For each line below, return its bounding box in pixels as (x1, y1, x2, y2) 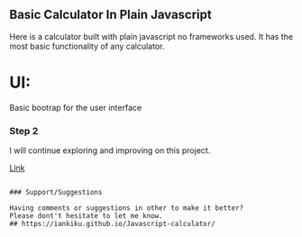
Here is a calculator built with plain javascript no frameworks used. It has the (9, 31, 294, 41)
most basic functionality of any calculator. (9, 41, 165, 51)
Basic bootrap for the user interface (9, 102, 142, 113)
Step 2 (9, 124, 39, 137)
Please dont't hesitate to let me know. (9, 212, 164, 221)
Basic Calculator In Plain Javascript (9, 7, 212, 23)
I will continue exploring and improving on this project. (9, 145, 211, 156)
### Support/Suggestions (9, 188, 103, 197)
